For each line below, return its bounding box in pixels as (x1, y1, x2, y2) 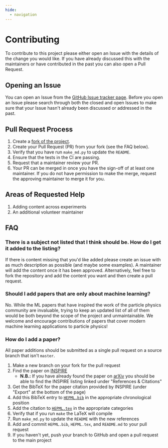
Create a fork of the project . (12, 138, 70, 144)
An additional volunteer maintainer (12, 209, 84, 215)
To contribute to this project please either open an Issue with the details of (5, 50, 159, 56)
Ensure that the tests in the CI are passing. (12, 155, 100, 161)
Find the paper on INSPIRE (12, 368, 68, 374)
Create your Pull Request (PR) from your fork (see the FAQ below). (12, 144, 149, 150)
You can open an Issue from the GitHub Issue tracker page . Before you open (5, 94, 163, 101)
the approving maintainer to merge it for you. (12, 176, 105, 182)
